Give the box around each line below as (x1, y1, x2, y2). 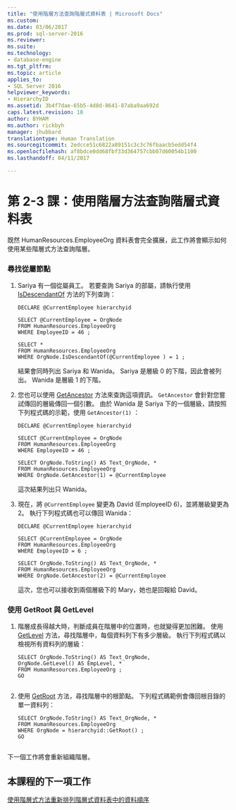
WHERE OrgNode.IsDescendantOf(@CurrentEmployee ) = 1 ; (17, 353, 185, 361)
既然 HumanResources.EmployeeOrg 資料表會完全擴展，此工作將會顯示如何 (7, 236, 227, 244)
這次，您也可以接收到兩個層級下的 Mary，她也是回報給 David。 (17, 586, 201, 594)
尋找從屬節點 (7, 264, 51, 274)
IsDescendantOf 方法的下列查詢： (17, 290, 116, 298)
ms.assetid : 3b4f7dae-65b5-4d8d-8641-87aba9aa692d (7, 102, 159, 109)
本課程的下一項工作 (7, 775, 91, 787)
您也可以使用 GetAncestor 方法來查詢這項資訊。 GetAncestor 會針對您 (17, 391, 220, 399)
